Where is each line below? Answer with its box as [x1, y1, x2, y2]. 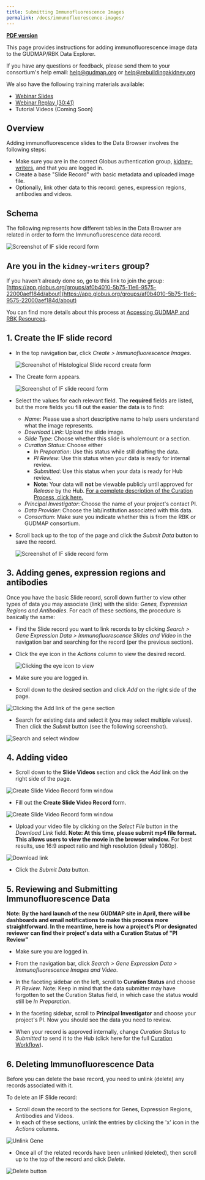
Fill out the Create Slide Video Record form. [15, 799, 127, 807]
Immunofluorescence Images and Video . [15, 966, 118, 974]
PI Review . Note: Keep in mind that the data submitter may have [15, 985, 176, 992]
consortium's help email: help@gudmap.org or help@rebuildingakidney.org [6, 68, 196, 76]
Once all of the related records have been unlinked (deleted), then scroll [15, 1149, 197, 1156]
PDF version [6, 31, 38, 39]
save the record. [15, 538, 57, 545]
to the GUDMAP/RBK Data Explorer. [6, 50, 96, 57]
